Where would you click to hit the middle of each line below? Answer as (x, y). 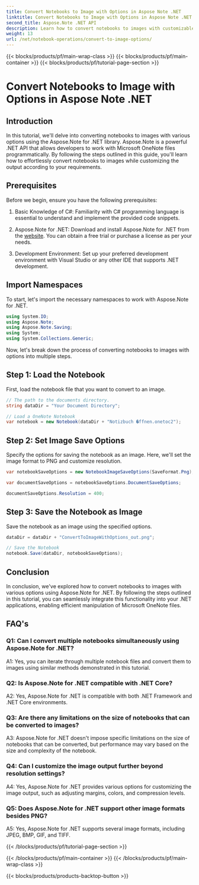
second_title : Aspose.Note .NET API (51, 23)
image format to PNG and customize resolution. (64, 461)
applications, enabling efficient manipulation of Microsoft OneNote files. (94, 605)
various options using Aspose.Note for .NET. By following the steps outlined (99, 593)
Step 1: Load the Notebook (56, 375)
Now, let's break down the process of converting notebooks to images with (98, 350)
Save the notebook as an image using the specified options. (79, 526)
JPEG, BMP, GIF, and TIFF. (38, 835)
